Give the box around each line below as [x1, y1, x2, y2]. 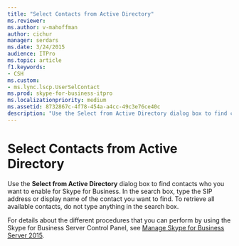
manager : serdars [7, 37, 59, 44]
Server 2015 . [7, 231, 45, 240]
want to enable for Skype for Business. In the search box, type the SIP [7, 187, 213, 195]
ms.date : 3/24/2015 [7, 43, 65, 51]
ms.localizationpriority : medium [7, 97, 107, 104]
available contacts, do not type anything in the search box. [7, 202, 179, 210]
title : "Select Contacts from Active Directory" [7, 10, 154, 18]
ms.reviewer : [7, 17, 46, 24]
